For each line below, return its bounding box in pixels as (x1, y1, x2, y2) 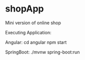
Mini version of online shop (5, 20, 61, 26)
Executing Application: (5, 29, 51, 35)
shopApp (5, 3, 44, 15)
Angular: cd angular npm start (5, 39, 67, 45)
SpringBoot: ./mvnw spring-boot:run (5, 49, 80, 55)
